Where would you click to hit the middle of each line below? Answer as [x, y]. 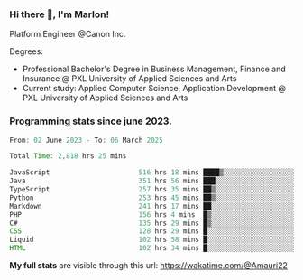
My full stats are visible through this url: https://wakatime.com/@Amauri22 [149, 266]
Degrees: [26, 51]
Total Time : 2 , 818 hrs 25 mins [68, 156]
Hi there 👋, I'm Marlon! [60, 14]
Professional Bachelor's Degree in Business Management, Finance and [154, 69]
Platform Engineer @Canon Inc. [68, 34]
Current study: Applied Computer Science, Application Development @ [154, 89]
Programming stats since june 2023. [91, 121]
